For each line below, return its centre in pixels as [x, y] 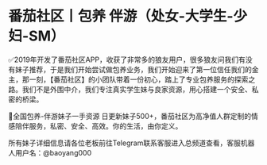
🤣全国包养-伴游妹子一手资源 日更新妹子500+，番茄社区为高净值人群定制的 [130, 116]
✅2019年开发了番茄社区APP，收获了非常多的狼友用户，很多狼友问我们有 [127, 59]
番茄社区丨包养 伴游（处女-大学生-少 [128, 16]
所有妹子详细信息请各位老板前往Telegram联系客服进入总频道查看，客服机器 [132, 143]
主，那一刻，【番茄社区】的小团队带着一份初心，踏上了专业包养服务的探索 [128, 79]
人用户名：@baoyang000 [50, 152]
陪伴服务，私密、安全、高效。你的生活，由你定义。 [99, 126]
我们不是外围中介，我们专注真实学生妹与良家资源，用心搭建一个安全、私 [140, 89]
